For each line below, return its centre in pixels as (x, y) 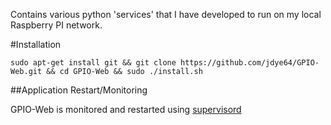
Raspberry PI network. (56, 25)
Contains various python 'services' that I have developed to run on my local (166, 14)
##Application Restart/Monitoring (79, 90)
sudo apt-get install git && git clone (93, 63)
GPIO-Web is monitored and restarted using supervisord (126, 109)
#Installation (36, 44)
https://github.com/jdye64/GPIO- (250, 63)
